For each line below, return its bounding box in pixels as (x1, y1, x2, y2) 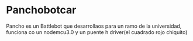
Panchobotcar (6, 3, 77, 17)
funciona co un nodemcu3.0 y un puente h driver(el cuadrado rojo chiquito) (6, 28, 188, 35)
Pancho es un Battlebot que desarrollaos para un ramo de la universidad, (6, 23, 182, 29)
